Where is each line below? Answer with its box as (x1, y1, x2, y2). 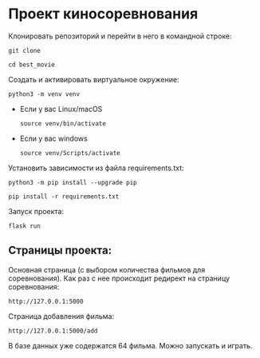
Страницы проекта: (8, 244, 112, 257)
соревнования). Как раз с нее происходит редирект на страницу (8, 273, 230, 283)
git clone (8, 46, 41, 54)
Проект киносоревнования (8, 5, 199, 23)
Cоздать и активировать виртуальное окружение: (8, 74, 179, 84)
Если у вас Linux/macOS (19, 104, 103, 113)
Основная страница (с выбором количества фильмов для (8, 265, 206, 274)
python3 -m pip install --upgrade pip (8, 178, 137, 186)
